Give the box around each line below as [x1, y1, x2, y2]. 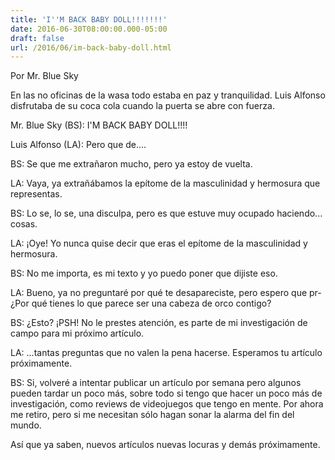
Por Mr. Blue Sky [10, 70, 79, 82]
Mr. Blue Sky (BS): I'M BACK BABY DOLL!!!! [10, 119, 188, 131]
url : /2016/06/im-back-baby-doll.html [10, 42, 172, 53]
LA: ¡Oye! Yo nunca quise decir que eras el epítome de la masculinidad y [10, 237, 308, 250]
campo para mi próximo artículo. [10, 327, 145, 340]
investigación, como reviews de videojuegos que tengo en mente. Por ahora [10, 398, 324, 410]
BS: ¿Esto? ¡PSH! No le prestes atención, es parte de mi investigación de [10, 317, 308, 329]
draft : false [10, 33, 65, 43]
